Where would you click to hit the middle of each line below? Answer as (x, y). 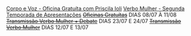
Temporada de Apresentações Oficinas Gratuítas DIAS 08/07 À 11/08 (91, 15)
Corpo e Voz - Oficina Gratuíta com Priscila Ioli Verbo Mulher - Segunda (95, 9)
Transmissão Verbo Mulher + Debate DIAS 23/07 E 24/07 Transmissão (94, 21)
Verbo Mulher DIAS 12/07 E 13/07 (47, 27)
